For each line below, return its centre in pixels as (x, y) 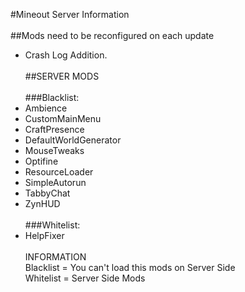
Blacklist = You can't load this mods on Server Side (130, 267)
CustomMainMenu (63, 118)
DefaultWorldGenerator (73, 140)
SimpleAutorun (55, 182)
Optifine (41, 161)
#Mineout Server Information (70, 14)
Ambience (46, 108)
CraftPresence (54, 129)
